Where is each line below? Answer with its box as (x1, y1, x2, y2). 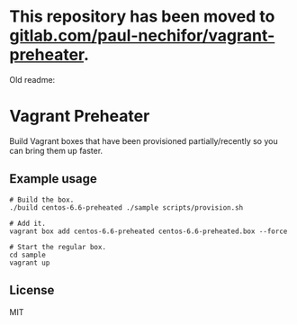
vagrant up (9, 258, 50, 267)
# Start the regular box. (9, 242, 106, 251)
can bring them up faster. (9, 145, 103, 156)
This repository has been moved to (9, 6, 275, 27)
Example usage (9, 171, 97, 186)
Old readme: (9, 74, 56, 85)
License (9, 283, 55, 298)
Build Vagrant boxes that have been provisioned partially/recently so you (9, 135, 278, 146)
